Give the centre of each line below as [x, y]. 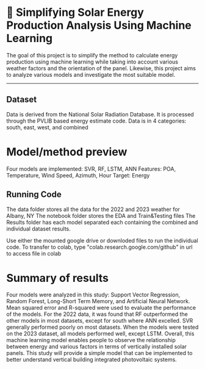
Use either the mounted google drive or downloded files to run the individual [102, 240]
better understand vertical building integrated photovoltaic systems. [92, 360]
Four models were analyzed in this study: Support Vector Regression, [93, 295]
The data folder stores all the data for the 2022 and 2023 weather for [93, 209]
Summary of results [57, 278]
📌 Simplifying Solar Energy [75, 13]
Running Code [34, 195]
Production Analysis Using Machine [99, 25]
